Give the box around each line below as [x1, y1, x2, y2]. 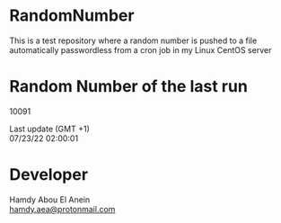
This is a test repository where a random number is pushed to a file [9, 35, 258, 46]
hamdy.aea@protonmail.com [9, 203, 116, 214]
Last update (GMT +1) [9, 123, 90, 134]
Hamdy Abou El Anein [9, 194, 91, 205]
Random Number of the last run [9, 76, 249, 97]
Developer [9, 165, 88, 185]
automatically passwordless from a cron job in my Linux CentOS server [9, 44, 272, 55]
